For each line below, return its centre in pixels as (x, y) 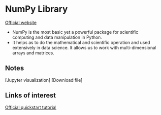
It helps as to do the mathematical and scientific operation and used (81, 42)
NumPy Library (36, 9)
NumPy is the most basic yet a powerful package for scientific (75, 32)
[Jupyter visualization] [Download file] (44, 80)
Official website (21, 23)
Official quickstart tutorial (31, 107)
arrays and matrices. (33, 53)
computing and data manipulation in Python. (57, 37)
